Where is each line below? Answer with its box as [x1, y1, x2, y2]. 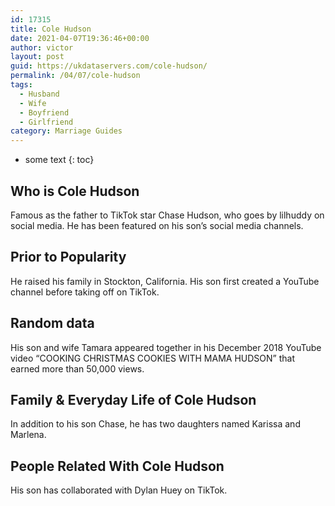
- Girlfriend [19, 117, 74, 127]
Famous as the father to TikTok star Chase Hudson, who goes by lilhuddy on [10, 209, 325, 221]
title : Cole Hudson [10, 24, 92, 34]
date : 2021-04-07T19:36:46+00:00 [10, 33, 150, 43]
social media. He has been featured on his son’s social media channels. [10, 219, 304, 231]
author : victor [10, 42, 74, 53]
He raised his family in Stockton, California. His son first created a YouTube [10, 275, 320, 287]
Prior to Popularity [10, 249, 127, 266]
